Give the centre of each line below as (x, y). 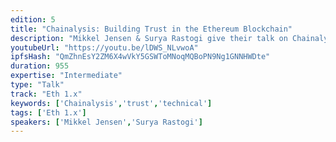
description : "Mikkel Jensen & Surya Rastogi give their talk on (149, 38)
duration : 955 (40, 66)
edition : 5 (33, 19)
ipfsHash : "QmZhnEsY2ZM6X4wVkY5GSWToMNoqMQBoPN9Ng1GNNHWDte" (140, 57)
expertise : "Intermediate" (66, 76)
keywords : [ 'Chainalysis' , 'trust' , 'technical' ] (111, 103)
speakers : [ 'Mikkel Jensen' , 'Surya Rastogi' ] (106, 122)
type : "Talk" (37, 85)
